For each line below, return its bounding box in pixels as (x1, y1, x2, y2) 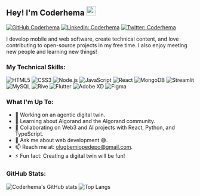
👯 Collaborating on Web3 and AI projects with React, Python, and (14, 124, 175, 131)
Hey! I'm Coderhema (6, 8, 85, 18)
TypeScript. (14, 130, 44, 137)
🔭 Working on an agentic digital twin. (14, 111, 106, 118)
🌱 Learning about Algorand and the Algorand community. (14, 118, 156, 125)
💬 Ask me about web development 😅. (14, 137, 108, 144)
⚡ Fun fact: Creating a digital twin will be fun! (14, 152, 125, 160)
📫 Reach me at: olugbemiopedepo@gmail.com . (14, 143, 133, 151)
